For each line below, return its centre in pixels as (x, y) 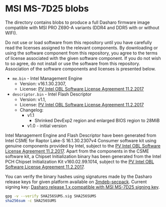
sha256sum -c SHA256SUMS (31, 201)
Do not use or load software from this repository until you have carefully (79, 42)
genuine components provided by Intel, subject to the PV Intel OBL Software (83, 146)
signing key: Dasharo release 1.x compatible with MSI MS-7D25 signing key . (83, 187)
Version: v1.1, (33, 99)
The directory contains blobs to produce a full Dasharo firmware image (78, 22)
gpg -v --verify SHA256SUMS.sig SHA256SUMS (51, 196)
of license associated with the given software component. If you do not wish (83, 58)
